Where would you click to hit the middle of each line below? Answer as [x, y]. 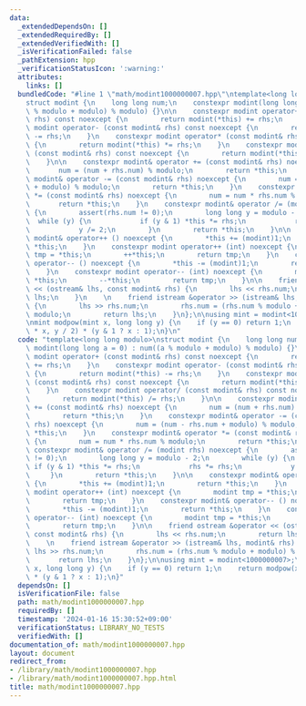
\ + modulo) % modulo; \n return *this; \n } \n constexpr [161, 188]
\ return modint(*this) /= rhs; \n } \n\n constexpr [150, 399]
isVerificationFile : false [69, 594]
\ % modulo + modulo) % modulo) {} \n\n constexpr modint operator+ [163, 111]
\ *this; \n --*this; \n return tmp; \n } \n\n [144, 281]
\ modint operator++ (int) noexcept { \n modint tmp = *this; [158, 492]
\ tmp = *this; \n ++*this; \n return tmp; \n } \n [153, 255]
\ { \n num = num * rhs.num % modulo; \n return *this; [158, 441]
